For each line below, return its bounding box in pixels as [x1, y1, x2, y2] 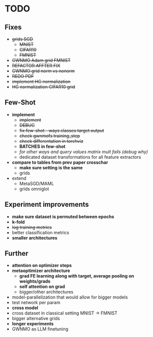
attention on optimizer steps [11, 263, 72, 269]
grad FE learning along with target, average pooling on [19, 273, 134, 279]
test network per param [11, 300, 61, 306]
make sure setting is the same [19, 164, 83, 170]
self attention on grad [19, 284, 65, 290]
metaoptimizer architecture [11, 268, 70, 274]
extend [11, 175, 27, 181]
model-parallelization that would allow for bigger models [11, 294, 128, 300]
